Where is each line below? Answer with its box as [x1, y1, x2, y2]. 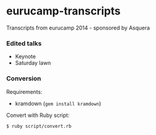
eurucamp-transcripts [6, 4, 121, 18]
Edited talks [6, 39, 42, 48]
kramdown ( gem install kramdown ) [15, 99, 102, 107]
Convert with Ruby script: [6, 111, 70, 119]
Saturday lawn [15, 59, 51, 67]
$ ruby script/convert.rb [6, 123, 71, 129]
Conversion [6, 74, 41, 83]
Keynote [15, 53, 36, 60]
